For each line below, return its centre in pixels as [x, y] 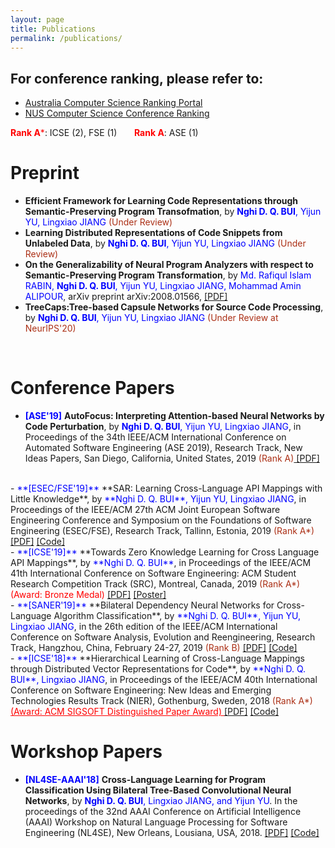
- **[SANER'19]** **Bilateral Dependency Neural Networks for [142, 605]
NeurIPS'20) [50, 328]
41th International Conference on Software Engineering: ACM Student [153, 573]
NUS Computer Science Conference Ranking [117, 113]
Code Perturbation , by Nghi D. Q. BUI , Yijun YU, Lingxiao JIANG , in [163, 427]
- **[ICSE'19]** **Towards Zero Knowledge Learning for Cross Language [165, 552]
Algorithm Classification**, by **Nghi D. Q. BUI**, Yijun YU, [177, 616]
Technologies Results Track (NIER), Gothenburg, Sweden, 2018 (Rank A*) [161, 701]
